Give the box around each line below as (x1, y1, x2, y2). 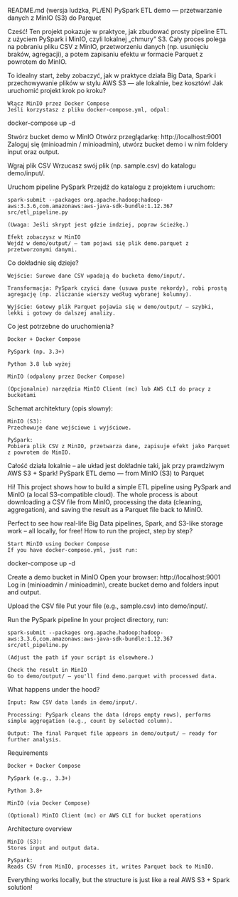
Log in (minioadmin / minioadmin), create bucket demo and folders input (7, 580, 219, 589)
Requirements (7, 749, 48, 757)
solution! (7, 884, 33, 891)
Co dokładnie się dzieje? (7, 259, 80, 267)
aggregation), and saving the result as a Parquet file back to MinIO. (7, 506, 203, 513)
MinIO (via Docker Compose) (7, 800, 91, 807)
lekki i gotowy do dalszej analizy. (7, 310, 116, 317)
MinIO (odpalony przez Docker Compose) (7, 373, 126, 380)
